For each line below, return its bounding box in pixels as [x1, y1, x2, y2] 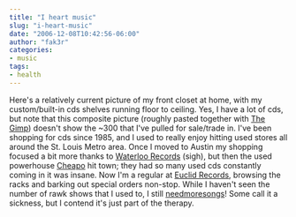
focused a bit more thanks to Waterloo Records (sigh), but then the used [9, 151, 272, 161]
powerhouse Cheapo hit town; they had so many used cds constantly [9, 160, 262, 170]
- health [9, 71, 42, 79]
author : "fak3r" [9, 37, 69, 47]
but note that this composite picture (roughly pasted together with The [9, 113, 266, 123]
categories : [9, 46, 53, 55]
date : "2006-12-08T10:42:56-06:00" [9, 29, 140, 38]
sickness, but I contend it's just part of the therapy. [9, 198, 194, 208]
